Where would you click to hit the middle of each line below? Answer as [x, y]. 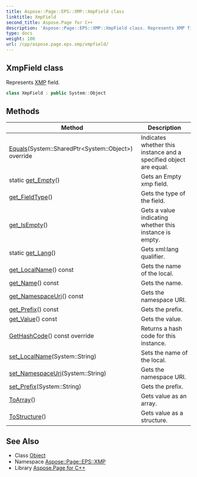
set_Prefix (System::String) [45, 387]
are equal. [154, 167]
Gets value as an [164, 396]
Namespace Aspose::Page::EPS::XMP [60, 462]
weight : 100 [21, 39]
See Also [23, 441]
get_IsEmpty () [28, 225]
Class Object [30, 455]
